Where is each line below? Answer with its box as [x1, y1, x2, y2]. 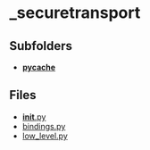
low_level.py [21, 130, 69, 141]
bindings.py [21, 121, 66, 131]
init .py [21, 111, 46, 122]
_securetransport [9, 3, 141, 23]
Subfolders [9, 38, 73, 54]
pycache [21, 62, 56, 72]
